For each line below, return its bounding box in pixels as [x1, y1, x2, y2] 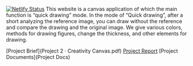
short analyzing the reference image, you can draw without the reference [6, 18, 182, 24]
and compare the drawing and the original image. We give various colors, [6, 24, 182, 31]
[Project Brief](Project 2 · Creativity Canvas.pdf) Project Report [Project [6, 47, 178, 54]
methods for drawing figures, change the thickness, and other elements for [6, 30, 187, 37]
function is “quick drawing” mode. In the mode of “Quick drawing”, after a [6, 12, 183, 19]
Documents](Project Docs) [6, 54, 70, 60]
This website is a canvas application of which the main [46, 6, 177, 12]
